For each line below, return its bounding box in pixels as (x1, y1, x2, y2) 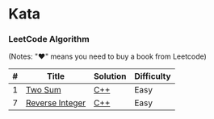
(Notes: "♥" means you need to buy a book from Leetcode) (8, 51, 208, 61)
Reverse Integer (25, 97, 86, 109)
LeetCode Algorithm (8, 34, 90, 45)
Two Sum (25, 84, 62, 96)
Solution (93, 71, 127, 82)
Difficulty (134, 71, 171, 82)
